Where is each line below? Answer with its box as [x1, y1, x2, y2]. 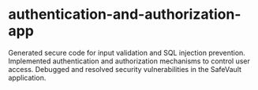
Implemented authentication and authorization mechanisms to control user [8, 56, 251, 66]
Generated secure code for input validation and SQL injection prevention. [8, 48, 246, 57]
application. [8, 73, 47, 82]
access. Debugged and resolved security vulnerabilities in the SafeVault [8, 64, 242, 74]
